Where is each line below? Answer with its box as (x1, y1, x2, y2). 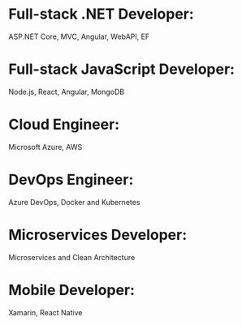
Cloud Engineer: (8, 115, 120, 134)
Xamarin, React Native (8, 307, 83, 317)
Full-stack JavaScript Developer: (8, 60, 236, 79)
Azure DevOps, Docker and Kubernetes (8, 197, 140, 207)
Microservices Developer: (8, 225, 188, 244)
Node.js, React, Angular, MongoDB (8, 87, 124, 96)
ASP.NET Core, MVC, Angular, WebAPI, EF (8, 32, 150, 41)
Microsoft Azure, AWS (8, 142, 83, 152)
